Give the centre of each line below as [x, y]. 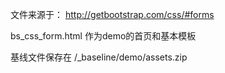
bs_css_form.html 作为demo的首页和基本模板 [103, 36]
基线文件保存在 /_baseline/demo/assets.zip [99, 57]
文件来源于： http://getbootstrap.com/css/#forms [112, 14]
